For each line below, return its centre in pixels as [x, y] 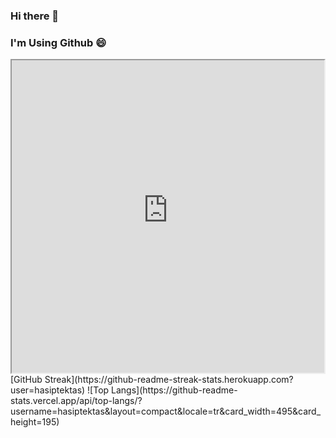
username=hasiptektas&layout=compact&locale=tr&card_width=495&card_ [166, 411]
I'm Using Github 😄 [58, 42]
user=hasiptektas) [48, 390]
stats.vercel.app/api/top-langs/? [76, 401]
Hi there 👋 [35, 16]
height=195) [35, 422]
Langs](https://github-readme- [174, 390]
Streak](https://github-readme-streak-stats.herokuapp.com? [169, 380]
